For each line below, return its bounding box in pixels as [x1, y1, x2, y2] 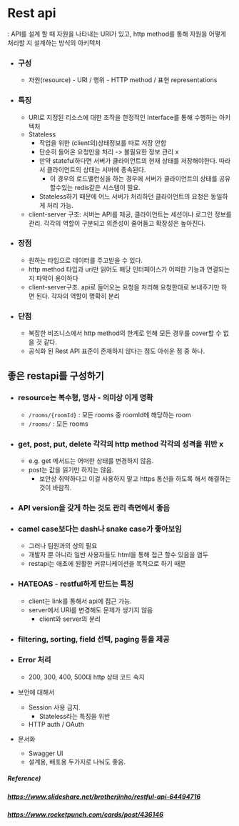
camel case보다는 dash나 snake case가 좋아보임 [17, 524, 182, 534]
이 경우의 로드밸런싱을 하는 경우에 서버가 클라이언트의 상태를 [49, 174, 218, 183]
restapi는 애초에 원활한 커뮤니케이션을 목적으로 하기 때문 [28, 559, 186, 568]
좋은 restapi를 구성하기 [7, 369, 105, 382]
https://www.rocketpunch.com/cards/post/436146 [7, 810, 164, 819]
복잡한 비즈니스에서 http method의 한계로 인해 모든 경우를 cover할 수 [28, 329, 222, 337]
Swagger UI [28, 749, 63, 757]
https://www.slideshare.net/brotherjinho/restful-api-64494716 [7, 792, 201, 801]
